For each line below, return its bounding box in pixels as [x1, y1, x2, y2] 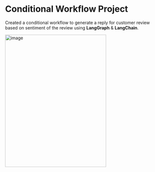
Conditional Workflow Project [5, 3, 128, 15]
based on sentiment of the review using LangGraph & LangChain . [5, 25, 139, 30]
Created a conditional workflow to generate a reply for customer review [5, 20, 150, 25]
